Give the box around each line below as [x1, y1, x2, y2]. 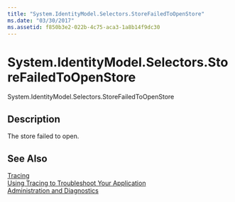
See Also [7, 152, 48, 164]
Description [7, 113, 60, 125]
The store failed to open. [7, 132, 80, 140]
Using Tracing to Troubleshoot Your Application [7, 179, 146, 187]
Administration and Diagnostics [7, 186, 99, 195]
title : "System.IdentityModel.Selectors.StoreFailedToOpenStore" [7, 10, 204, 18]
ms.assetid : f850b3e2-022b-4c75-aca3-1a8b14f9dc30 [7, 23, 160, 30]
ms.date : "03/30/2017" [7, 17, 75, 24]
